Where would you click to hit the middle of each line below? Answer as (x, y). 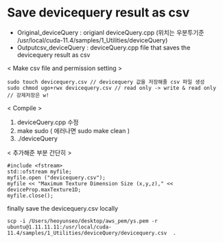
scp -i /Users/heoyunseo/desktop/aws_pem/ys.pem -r (82, 221)
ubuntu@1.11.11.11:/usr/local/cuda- (59, 227)
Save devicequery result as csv (98, 13)
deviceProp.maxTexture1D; (44, 189)
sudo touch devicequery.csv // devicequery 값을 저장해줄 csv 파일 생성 (106, 82)
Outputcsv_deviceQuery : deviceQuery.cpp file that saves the (104, 47)
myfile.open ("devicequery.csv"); (57, 177)
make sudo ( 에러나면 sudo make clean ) (73, 130)
